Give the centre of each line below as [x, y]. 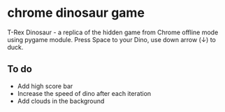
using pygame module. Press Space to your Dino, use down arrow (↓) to [112, 39]
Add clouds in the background [61, 101]
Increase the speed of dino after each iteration [84, 93]
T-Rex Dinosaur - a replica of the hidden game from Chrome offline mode [113, 32]
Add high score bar [45, 86]
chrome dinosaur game [76, 13]
